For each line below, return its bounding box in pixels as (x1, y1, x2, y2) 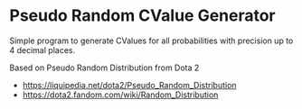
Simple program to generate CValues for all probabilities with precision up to (9, 35, 294, 46)
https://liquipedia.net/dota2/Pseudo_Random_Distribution (22, 79, 237, 90)
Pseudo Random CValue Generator (9, 5, 276, 26)
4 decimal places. (9, 44, 75, 55)
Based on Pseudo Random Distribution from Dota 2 (9, 62, 200, 73)
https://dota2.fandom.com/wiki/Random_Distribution (22, 89, 219, 100)
